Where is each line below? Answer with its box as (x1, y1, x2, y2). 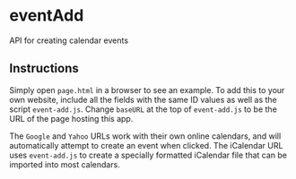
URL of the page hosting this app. (9, 113, 134, 124)
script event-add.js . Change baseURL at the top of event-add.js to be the (9, 104, 278, 115)
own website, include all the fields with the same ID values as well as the (9, 94, 277, 105)
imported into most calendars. (9, 158, 121, 170)
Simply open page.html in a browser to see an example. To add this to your (9, 84, 285, 95)
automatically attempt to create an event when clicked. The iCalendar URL (9, 140, 283, 150)
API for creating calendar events (9, 35, 128, 46)
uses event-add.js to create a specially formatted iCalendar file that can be (9, 149, 288, 160)
